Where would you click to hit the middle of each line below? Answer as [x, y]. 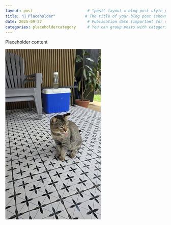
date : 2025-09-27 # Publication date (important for [84, 21]
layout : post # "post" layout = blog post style [84, 11]
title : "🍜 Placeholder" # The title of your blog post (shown [86, 16]
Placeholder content [26, 42]
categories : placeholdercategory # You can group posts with [76, 27]
